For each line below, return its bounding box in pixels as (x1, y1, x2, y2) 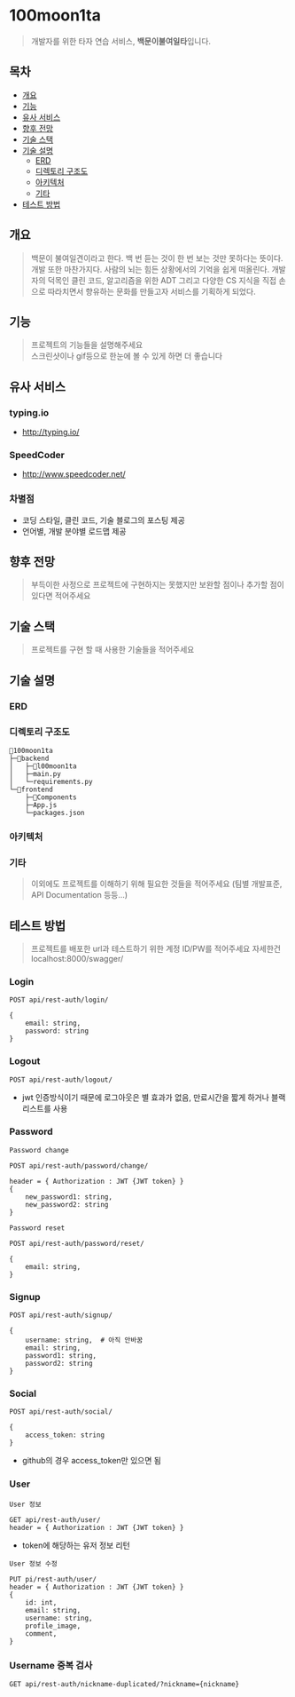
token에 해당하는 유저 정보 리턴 (21, 1540, 130, 1550)
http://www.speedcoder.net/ (21, 469, 126, 480)
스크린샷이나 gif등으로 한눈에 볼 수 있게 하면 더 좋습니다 (30, 351, 223, 361)
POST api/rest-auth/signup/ (9, 1311, 113, 1320)
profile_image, (25, 1622, 82, 1630)
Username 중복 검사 (9, 1659, 93, 1671)
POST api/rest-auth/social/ (9, 1408, 113, 1416)
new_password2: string (25, 1200, 109, 1209)
